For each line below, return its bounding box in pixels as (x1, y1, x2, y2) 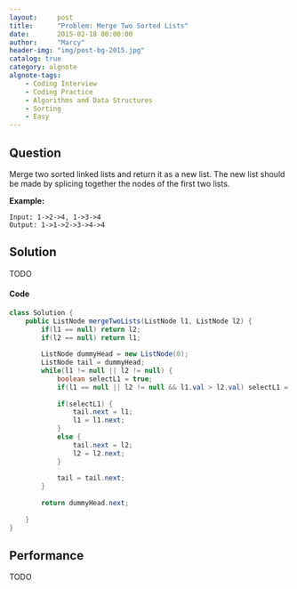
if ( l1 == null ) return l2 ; (41, 325, 141, 334)
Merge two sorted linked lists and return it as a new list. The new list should (9, 168, 285, 179)
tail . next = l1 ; (72, 407, 133, 416)
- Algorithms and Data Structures (25, 95, 153, 105)
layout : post (9, 12, 74, 22)
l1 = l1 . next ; (72, 416, 125, 425)
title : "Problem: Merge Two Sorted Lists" (9, 21, 189, 30)
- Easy (25, 112, 50, 121)
